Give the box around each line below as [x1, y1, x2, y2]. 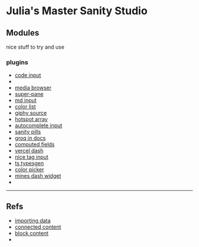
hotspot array [14, 116, 48, 123]
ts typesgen [14, 160, 44, 167]
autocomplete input [14, 122, 63, 129]
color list [14, 103, 36, 110]
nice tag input [14, 153, 49, 161]
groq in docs [14, 134, 46, 142]
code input [14, 72, 41, 79]
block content [14, 230, 49, 237]
